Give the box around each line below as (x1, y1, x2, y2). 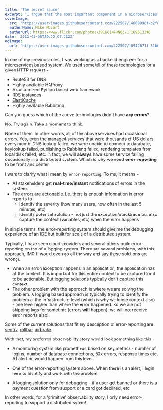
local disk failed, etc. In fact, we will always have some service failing (5, 151, 144, 157)
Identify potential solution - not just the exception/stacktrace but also (19, 211, 158, 217)
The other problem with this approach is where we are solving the (12, 286, 144, 292)
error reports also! (12, 312, 49, 318)
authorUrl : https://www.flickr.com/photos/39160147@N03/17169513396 (9, 30, 151, 35)
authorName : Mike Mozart (9, 25, 60, 30)
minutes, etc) (19, 206, 46, 212)
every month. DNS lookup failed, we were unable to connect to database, (5, 141, 151, 146)
